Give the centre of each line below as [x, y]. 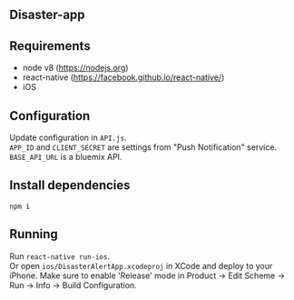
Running [34, 234]
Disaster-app [47, 15]
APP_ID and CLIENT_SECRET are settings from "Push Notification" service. [143, 147]
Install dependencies [70, 185]
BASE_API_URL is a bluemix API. [66, 157]
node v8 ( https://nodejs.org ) [75, 68]
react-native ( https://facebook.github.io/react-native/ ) [123, 77]
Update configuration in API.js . [68, 138]
